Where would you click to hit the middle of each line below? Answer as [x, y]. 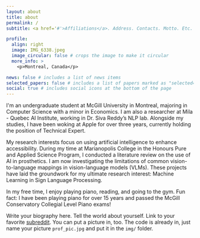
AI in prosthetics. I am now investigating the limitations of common [88, 161]
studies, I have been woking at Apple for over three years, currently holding [99, 124]
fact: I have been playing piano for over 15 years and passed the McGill [93, 198]
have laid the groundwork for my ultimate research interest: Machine [90, 174]
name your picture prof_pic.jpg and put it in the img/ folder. [80, 228]
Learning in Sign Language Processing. [54, 180]
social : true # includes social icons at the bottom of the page [89, 89]
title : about [22, 17]
